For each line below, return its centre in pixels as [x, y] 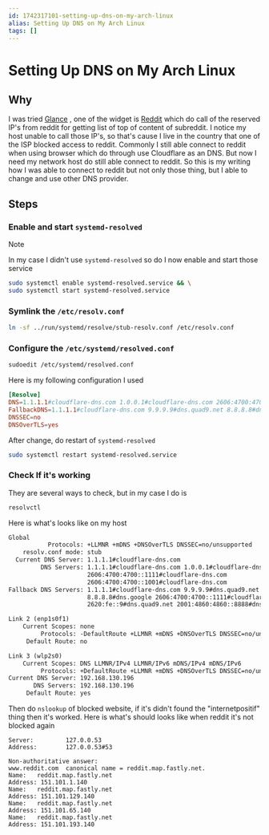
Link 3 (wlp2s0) [35, 656]
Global [19, 537]
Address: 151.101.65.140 [50, 811]
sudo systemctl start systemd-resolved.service [89, 290]
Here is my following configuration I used [76, 380]
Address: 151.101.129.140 [51, 796]
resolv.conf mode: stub [62, 553]
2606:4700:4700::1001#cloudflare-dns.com [157, 582]
